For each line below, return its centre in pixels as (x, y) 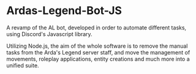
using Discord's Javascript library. (50, 34)
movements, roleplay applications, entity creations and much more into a (98, 59)
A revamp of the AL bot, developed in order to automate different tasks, (96, 28)
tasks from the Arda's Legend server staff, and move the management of (98, 52)
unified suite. (23, 65)
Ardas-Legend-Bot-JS (64, 11)
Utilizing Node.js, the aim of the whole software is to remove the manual (97, 46)
